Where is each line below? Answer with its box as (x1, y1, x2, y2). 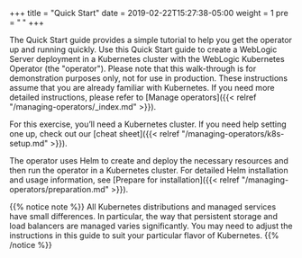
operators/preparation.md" (9, 184, 110, 194)
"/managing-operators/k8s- (181, 129, 285, 138)
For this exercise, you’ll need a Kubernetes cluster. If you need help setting (9, 119, 287, 129)
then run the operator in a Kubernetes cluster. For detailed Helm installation (9, 165, 288, 175)
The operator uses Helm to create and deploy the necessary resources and (9, 156, 288, 165)
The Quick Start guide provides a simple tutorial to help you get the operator (9, 35, 293, 45)
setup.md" (9, 138, 49, 148)
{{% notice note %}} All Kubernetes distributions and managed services (9, 201, 277, 212)
